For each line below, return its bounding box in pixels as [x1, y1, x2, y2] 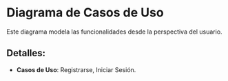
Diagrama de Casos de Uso [6, 5, 164, 21]
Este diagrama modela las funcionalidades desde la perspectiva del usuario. [6, 27, 222, 36]
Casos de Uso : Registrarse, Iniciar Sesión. [16, 65, 136, 73]
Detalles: [6, 47, 46, 59]
